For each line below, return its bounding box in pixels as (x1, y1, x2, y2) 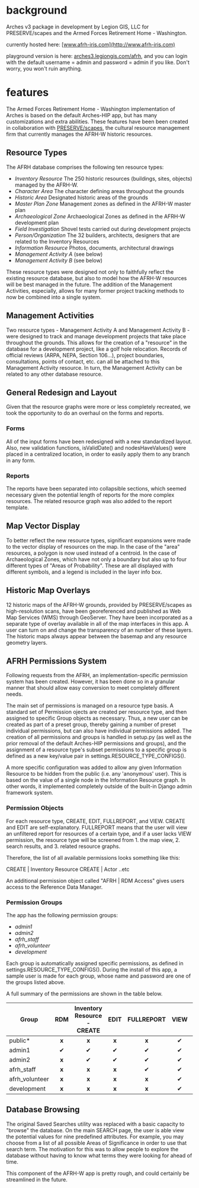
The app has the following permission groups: (6, 911, 118, 918)
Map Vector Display (6, 521, 81, 531)
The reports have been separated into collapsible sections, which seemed (6, 485, 187, 492)
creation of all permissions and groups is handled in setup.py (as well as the (6, 734, 191, 741)
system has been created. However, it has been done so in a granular (6, 678, 175, 685)
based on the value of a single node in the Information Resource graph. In (6, 777, 186, 784)
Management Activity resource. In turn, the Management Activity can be (6, 364, 182, 371)
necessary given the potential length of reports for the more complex (6, 491, 175, 498)
